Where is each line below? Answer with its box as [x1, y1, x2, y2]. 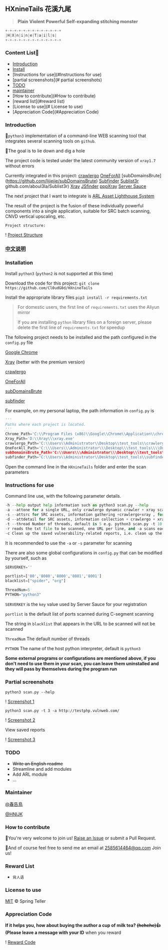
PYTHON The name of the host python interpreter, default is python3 [5, 645, 141, 651]
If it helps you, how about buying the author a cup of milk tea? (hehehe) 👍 [5, 922, 161, 928]
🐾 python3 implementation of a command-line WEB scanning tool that [5, 133, 146, 139]
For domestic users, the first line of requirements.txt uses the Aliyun [17, 304, 160, 310]
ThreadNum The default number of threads [5, 636, 90, 642]
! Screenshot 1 [5, 698, 34, 704]
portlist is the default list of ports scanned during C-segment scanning [5, 611, 154, 617]
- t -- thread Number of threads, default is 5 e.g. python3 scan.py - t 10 [5, 521, 162, 526]
